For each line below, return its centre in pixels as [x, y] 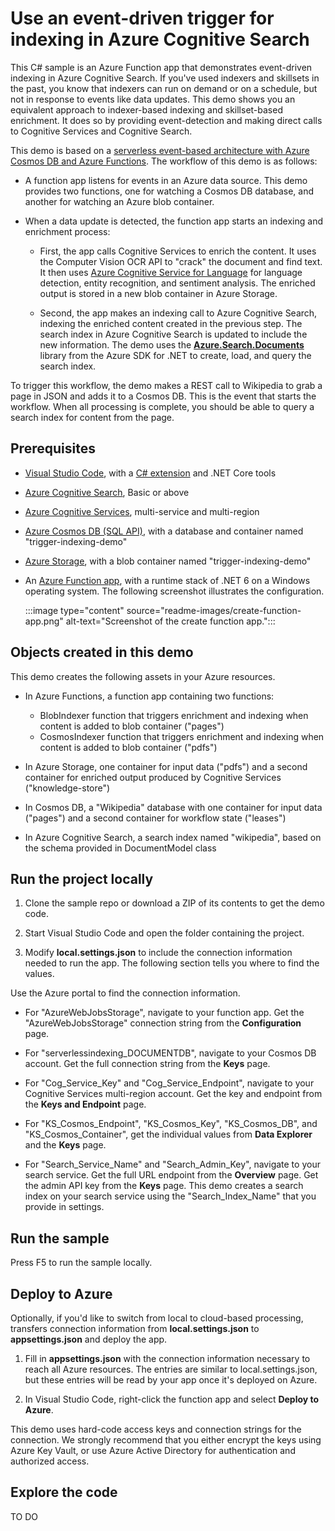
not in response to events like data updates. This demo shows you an [153, 99]
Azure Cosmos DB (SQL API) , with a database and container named [164, 531]
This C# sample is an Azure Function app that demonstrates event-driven [161, 67]
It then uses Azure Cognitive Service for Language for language [171, 272]
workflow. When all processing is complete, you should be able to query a [162, 406]
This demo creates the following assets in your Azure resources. [143, 676]
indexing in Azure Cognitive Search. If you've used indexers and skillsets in [165, 78]
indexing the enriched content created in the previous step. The [171, 323]
